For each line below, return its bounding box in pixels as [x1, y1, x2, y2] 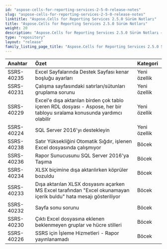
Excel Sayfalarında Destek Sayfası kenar [35, 68, 129, 75]
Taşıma [35, 158, 52, 165]
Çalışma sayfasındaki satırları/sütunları [35, 82, 125, 89]
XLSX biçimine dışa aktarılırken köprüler [35, 166, 128, 173]
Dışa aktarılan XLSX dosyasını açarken [35, 181, 125, 187]
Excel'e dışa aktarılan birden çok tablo [35, 97, 124, 104]
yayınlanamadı [35, 236, 69, 243]
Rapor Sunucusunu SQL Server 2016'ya [35, 152, 129, 159]
